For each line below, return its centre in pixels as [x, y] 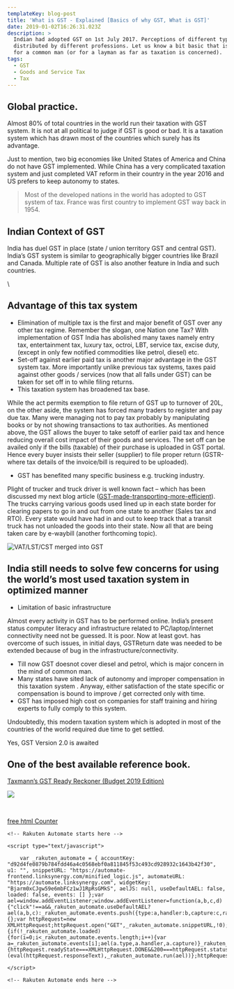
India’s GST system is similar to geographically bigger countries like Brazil [113, 256]
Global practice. [42, 106]
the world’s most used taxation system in [99, 580]
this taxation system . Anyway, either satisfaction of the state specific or [120, 686]
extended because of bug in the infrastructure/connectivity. [93, 650]
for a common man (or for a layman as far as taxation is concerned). [118, 53]
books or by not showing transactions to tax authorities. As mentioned [108, 425]
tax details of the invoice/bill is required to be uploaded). [108, 462]
